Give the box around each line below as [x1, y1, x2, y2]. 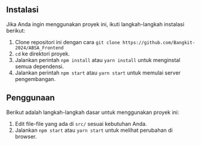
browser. [14, 132, 37, 140]
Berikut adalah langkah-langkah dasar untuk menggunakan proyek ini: [6, 109, 179, 116]
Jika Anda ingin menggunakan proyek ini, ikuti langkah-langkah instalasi [6, 20, 185, 27]
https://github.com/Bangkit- [122, 39, 196, 45]
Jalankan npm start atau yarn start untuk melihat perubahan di [14, 127, 173, 134]
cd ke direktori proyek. [14, 50, 70, 57]
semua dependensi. [14, 63, 64, 70]
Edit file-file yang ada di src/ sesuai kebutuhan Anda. [14, 120, 147, 127]
